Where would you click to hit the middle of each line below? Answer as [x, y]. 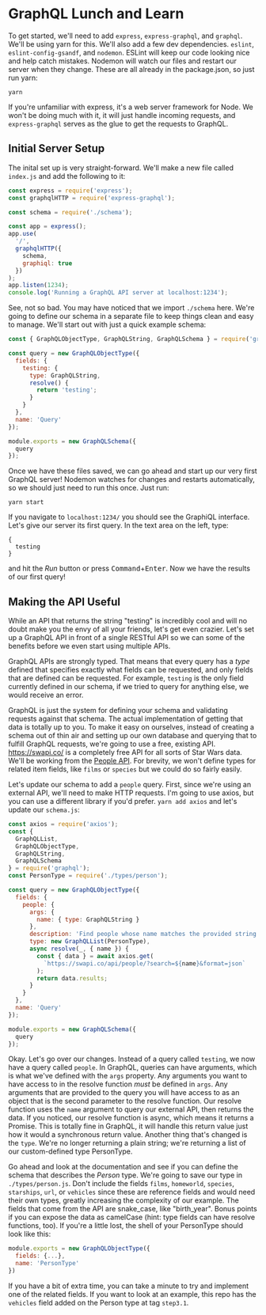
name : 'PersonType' [47, 1264]
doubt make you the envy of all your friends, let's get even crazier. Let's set [131, 629]
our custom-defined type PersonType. [70, 1151]
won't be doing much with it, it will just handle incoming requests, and [122, 115]
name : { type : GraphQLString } [88, 919]
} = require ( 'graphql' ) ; [49, 868]
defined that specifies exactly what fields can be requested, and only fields [131, 670]
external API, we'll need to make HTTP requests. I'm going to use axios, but [131, 793]
